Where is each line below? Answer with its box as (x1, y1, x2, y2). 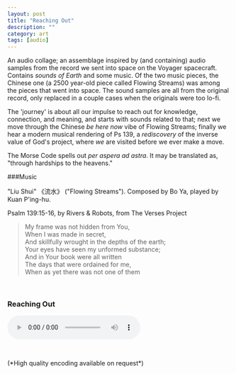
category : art (7, 30, 50, 38)
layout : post (7, 10, 46, 18)
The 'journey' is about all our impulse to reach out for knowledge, (7, 108, 198, 116)
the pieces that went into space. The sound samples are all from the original (7, 86, 229, 95)
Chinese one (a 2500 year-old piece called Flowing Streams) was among (7, 79, 220, 87)
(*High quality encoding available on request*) (7, 359, 144, 368)
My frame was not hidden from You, (24, 222, 130, 231)
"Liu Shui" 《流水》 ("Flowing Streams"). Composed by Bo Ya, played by (7, 187, 219, 195)
